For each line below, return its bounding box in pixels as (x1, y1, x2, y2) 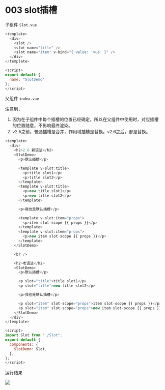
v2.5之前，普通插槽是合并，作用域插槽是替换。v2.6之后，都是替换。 (12, 129, 151, 135)
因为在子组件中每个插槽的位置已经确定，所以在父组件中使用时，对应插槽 (12, 117, 159, 122)
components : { (9, 342, 38, 347)
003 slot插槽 (5, 4, 57, 16)
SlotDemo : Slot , (14, 346, 48, 352)
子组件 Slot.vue (5, 22, 37, 28)
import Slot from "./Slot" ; (5, 333, 63, 338)
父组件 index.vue (5, 95, 39, 101)
